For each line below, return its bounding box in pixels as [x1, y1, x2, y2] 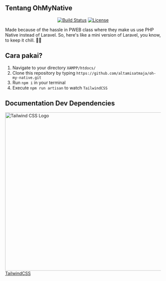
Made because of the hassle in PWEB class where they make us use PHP [5, 27, 154, 33]
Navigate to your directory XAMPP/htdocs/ [12, 64, 96, 71]
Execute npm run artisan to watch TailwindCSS [12, 85, 108, 91]
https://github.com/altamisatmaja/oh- [76, 71, 157, 76]
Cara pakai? [5, 51, 43, 60]
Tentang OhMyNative [5, 4, 73, 12]
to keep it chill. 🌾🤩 [5, 37, 42, 43]
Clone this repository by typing [12, 70, 76, 76]
